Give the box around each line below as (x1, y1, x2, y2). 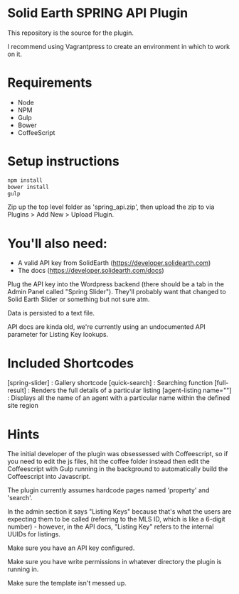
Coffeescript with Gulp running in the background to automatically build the (7, 465, 228, 473)
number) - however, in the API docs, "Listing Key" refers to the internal (7, 522, 214, 531)
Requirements (7, 75, 92, 91)
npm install (7, 176, 43, 184)
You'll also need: (7, 235, 108, 252)
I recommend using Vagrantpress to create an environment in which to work (7, 42, 230, 50)
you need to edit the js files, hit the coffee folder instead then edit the (7, 457, 210, 466)
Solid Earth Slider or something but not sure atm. (7, 295, 150, 303)
